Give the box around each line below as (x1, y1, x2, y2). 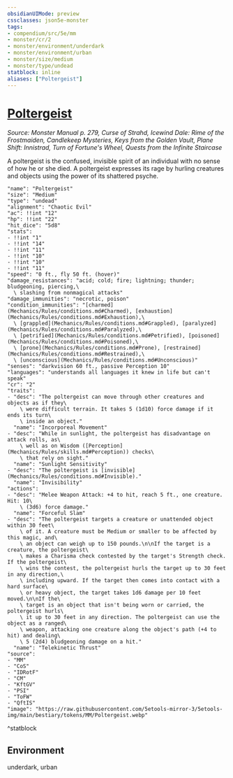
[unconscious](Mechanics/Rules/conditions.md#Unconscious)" (20, 357, 198, 364)
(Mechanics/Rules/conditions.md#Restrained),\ (7, 351, 145, 358)
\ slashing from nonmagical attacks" (13, 290, 123, 297)
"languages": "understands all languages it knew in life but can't (7, 369, 211, 376)
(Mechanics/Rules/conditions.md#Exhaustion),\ (7, 314, 145, 321)
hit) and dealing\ (7, 632, 61, 639)
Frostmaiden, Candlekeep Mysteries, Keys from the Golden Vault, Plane (7, 136, 214, 144)
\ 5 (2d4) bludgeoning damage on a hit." (20, 638, 142, 646)
